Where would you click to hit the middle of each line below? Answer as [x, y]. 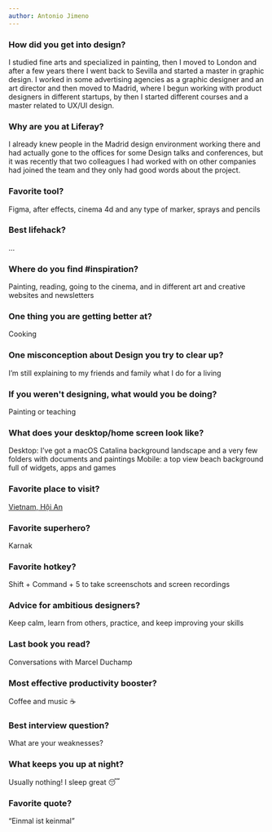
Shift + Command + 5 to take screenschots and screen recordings [119, 585]
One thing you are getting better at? [80, 317]
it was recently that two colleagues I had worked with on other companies [132, 162]
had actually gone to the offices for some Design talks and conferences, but [136, 153]
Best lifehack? [37, 230]
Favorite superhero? [50, 528]
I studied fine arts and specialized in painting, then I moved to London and [133, 62]
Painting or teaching [42, 412]
